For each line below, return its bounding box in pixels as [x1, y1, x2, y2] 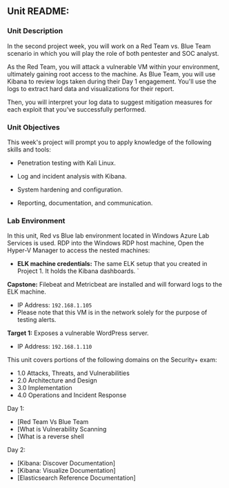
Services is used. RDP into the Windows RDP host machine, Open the [7, 239, 205, 247]
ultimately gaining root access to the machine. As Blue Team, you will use [7, 70, 216, 78]
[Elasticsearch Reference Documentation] [17, 474, 136, 482]
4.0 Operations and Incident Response [17, 391, 127, 399]
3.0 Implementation [17, 384, 72, 392]
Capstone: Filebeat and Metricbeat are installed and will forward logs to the [7, 281, 223, 289]
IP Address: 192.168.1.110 [17, 343, 92, 351]
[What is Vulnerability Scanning [17, 425, 107, 434]
